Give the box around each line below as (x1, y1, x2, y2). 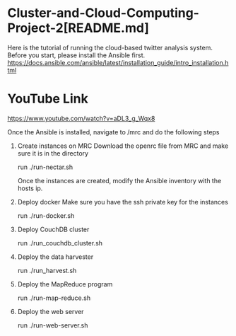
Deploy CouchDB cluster (17, 225, 90, 233)
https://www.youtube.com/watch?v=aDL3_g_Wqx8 (7, 114, 155, 122)
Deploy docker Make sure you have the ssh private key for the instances (17, 197, 228, 206)
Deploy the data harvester (17, 253, 94, 261)
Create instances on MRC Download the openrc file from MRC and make (17, 141, 229, 150)
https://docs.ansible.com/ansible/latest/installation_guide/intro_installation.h (7, 58, 229, 66)
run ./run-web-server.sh (17, 320, 88, 330)
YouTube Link (7, 91, 88, 107)
